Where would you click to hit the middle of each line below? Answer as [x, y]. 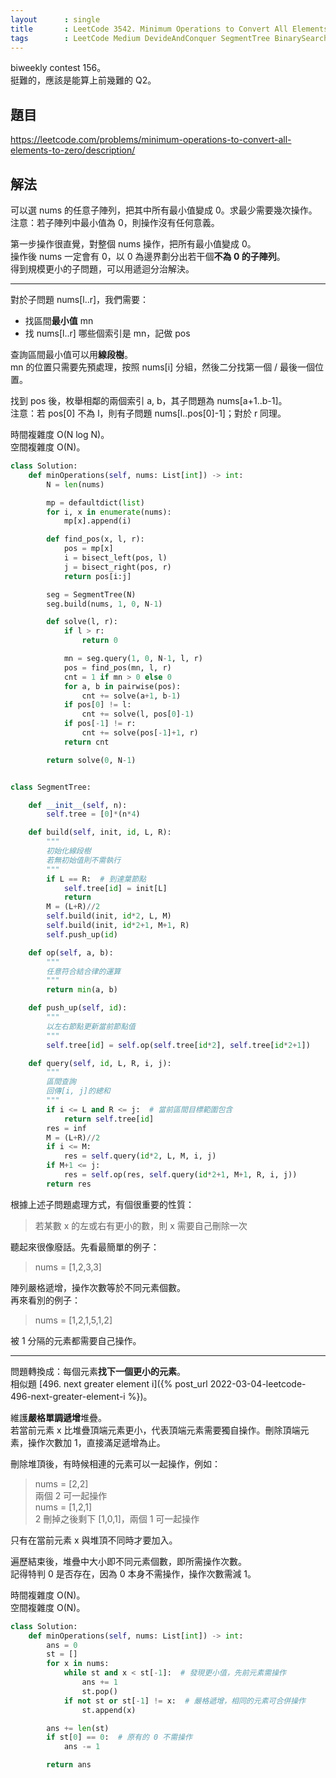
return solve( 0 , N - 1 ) [91, 760]
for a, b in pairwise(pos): [122, 686]
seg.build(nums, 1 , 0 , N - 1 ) [104, 604]
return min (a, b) [82, 990]
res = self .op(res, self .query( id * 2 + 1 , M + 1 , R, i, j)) [180, 1175]
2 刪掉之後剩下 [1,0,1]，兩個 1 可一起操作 [117, 1518]
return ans [69, 1765]
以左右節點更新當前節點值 [91, 1026]
